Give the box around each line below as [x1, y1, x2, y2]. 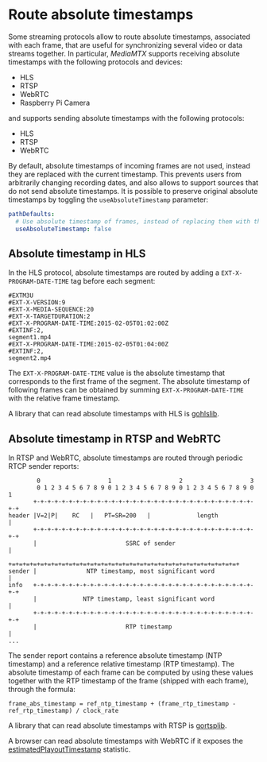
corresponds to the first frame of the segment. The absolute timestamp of [8, 377, 250, 386]
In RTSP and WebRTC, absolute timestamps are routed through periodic [8, 453, 244, 462]
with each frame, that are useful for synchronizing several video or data [8, 40, 243, 49]
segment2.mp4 [8, 354, 52, 362]
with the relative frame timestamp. [8, 393, 121, 403]
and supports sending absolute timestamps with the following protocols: [8, 113, 245, 122]
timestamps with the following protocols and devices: [8, 57, 183, 67]
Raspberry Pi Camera [19, 98, 90, 107]
